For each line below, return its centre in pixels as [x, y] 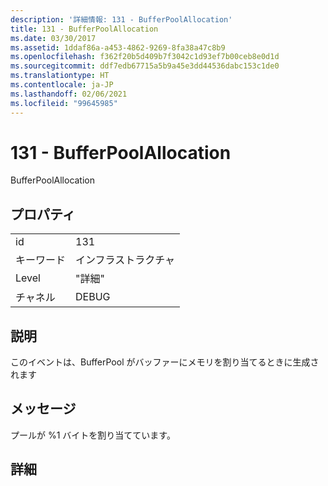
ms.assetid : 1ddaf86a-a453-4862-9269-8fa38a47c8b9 [118, 47]
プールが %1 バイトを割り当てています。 [93, 435]
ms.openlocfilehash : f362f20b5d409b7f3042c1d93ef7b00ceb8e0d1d [145, 57]
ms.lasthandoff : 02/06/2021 [69, 94]
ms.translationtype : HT [60, 76]
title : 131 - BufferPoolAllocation [84, 29]
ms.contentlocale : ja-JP [62, 85]
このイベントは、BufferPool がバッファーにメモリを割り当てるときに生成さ [165, 362]
